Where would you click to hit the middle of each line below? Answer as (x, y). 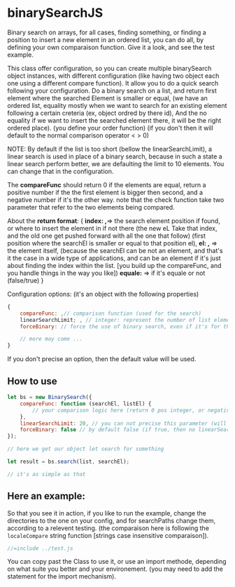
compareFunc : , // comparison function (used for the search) (111, 313)
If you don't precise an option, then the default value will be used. (102, 359)
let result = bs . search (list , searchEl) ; (69, 461)
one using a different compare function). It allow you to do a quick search (113, 83)
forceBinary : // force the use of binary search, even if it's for (120, 326)
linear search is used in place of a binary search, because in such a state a (115, 156)
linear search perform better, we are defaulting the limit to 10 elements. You (116, 163)
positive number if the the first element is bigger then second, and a (105, 192)
